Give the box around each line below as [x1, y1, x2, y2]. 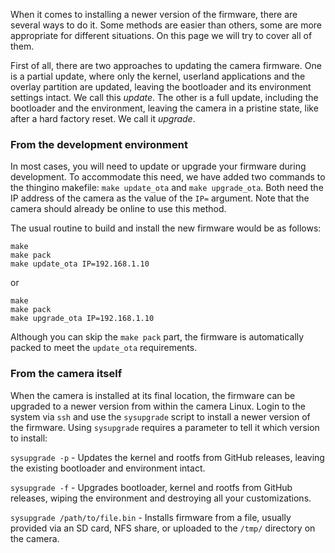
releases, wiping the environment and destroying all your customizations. [10, 492, 312, 504]
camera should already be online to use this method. [10, 203, 227, 215]
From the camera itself [10, 367, 123, 381]
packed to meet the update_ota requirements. [10, 342, 198, 354]
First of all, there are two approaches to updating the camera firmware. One [10, 60, 322, 71]
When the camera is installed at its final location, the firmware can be [10, 389, 296, 401]
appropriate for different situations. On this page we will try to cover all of [10, 30, 313, 41]
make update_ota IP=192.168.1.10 [10, 259, 150, 269]
